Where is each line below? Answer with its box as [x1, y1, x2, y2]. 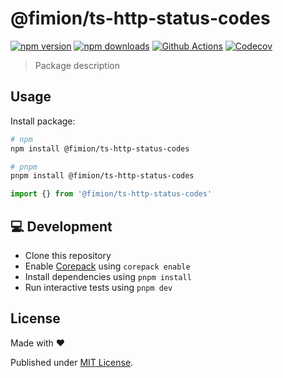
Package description [34, 59, 120, 71]
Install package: [10, 115, 76, 127]
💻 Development [10, 218, 113, 235]
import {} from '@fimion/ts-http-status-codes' [10, 189, 213, 199]
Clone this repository [24, 249, 112, 261]
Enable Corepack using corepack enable [24, 260, 191, 272]
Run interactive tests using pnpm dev [24, 281, 173, 293]
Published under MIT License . [10, 356, 134, 368]
